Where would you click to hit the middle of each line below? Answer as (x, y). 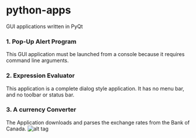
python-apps (39, 10)
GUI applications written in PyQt (44, 26)
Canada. (16, 129)
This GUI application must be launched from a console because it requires (95, 54)
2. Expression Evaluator (40, 75)
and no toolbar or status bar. (40, 95)
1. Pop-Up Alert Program (41, 42)
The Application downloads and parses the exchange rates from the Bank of (98, 122)
